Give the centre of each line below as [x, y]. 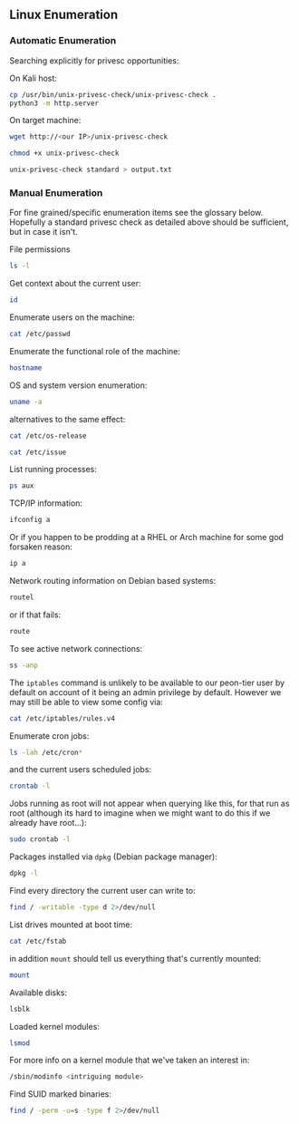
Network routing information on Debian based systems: [113, 581]
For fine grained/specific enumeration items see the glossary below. [136, 213]
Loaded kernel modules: [54, 1026]
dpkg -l [24, 874]
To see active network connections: [76, 648]
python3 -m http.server [54, 103]
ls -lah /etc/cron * [46, 752]
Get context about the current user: [75, 284]
